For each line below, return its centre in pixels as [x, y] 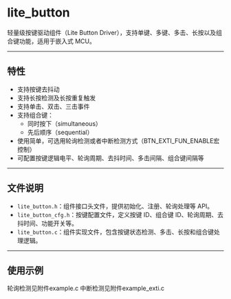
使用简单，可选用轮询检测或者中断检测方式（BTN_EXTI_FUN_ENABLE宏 [118, 141]
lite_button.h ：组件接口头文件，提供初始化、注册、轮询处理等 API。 [115, 206]
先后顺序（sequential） [60, 132]
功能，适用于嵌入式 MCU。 [57, 41]
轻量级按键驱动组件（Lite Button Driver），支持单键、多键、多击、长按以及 [112, 32]
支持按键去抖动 [38, 89]
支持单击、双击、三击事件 [53, 106]
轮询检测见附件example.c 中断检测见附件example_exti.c [86, 288]
